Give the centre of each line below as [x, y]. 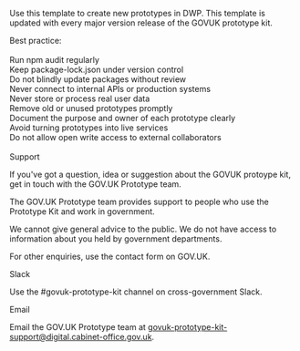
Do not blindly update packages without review [98, 79]
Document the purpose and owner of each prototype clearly [123, 118]
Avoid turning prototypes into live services [89, 128]
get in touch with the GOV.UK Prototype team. [96, 184]
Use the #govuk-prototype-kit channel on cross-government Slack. [136, 292]
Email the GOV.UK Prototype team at [78, 327]
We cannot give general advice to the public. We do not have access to [143, 229]
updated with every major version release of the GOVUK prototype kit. [141, 23]
